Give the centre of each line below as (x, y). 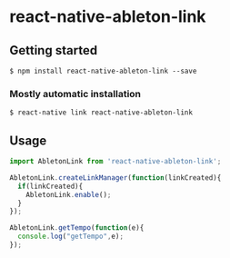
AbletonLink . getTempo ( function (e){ (77, 228)
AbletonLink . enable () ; (69, 194)
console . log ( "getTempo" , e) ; (71, 237)
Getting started (54, 50)
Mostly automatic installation (75, 94)
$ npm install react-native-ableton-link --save (103, 71)
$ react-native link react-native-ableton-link (101, 113)
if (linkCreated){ (50, 186)
